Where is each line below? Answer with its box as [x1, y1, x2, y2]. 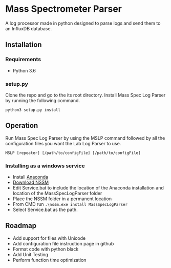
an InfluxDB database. [5, 25, 52, 31]
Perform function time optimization [12, 257, 87, 263]
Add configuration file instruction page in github [12, 240, 114, 246]
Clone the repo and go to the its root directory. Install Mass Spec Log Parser [5, 92, 166, 98]
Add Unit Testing [12, 251, 49, 257]
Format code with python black [12, 246, 79, 252]
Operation [5, 121, 38, 130]
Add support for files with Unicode [12, 235, 86, 241]
